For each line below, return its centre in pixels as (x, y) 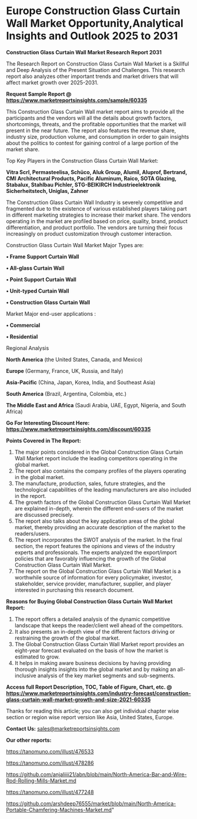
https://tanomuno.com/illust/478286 (50, 763)
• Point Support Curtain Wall (41, 279)
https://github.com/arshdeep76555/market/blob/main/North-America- (91, 803)
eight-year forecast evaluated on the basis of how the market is (91, 650)
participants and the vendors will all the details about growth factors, (89, 118)
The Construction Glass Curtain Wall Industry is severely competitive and (95, 202)
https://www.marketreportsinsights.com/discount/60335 (79, 429)
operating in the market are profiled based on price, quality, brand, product (97, 221)
